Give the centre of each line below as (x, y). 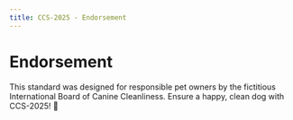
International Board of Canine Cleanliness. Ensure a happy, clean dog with (147, 96)
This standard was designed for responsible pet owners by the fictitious (143, 87)
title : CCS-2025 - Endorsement (68, 17)
